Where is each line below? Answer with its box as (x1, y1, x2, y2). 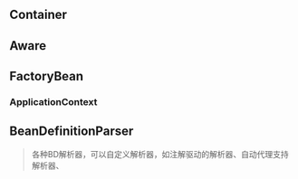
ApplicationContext (9, 96, 98, 108)
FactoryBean (9, 69, 84, 84)
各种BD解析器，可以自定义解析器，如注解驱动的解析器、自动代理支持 (31, 148, 290, 159)
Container (9, 7, 68, 23)
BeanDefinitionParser (9, 124, 134, 139)
